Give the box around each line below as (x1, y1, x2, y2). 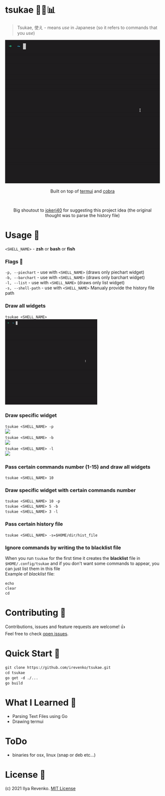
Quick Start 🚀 (5, 648, 60, 659)
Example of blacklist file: (5, 571, 55, 576)
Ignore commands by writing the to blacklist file (5, 544, 121, 551)
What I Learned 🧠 (5, 697, 77, 708)
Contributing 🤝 (5, 607, 66, 618)
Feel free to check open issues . (5, 631, 69, 636)
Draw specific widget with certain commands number (5, 487, 136, 494)
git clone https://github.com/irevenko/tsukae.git (5, 665, 111, 670)
